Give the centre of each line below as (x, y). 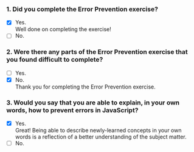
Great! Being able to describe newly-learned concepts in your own (98, 131)
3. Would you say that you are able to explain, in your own (93, 103)
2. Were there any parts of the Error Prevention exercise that (97, 52)
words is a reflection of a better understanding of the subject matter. (101, 137)
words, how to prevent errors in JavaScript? (72, 110)
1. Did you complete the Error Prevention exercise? (82, 9)
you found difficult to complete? (55, 60)
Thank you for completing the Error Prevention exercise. (85, 87)
